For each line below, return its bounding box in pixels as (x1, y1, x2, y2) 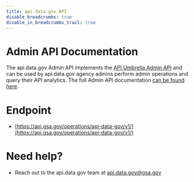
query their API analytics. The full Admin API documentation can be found (6, 77, 185, 84)
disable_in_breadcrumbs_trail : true (6, 19, 96, 25)
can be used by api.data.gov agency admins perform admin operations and (6, 70, 189, 77)
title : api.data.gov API (6, 8, 67, 15)
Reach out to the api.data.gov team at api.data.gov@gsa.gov (14, 169, 162, 176)
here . (6, 83, 19, 90)
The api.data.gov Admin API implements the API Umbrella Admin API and (6, 64, 182, 71)
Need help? (6, 150, 63, 163)
